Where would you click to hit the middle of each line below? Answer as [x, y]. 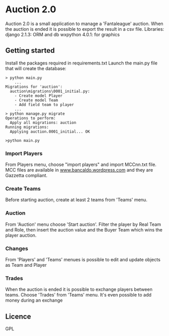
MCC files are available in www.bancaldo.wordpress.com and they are [79, 170]
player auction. [21, 235]
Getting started [30, 50]
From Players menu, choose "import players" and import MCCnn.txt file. [81, 164]
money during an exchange [34, 300]
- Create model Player [39, 96]
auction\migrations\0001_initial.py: [50, 91]
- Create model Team [36, 100]
